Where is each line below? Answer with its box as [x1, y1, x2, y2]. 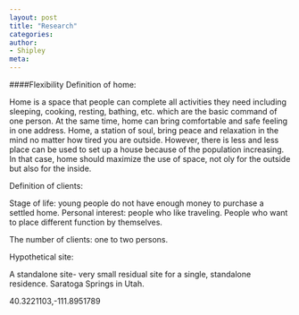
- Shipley [9, 47, 46, 55]
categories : [9, 30, 54, 38]
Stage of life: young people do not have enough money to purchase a [9, 198, 265, 209]
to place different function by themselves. [9, 217, 163, 227]
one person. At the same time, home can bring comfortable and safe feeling [9, 115, 288, 126]
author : [9, 38, 38, 47]
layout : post [9, 13, 58, 22]
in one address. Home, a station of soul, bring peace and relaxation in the [9, 125, 279, 135]
